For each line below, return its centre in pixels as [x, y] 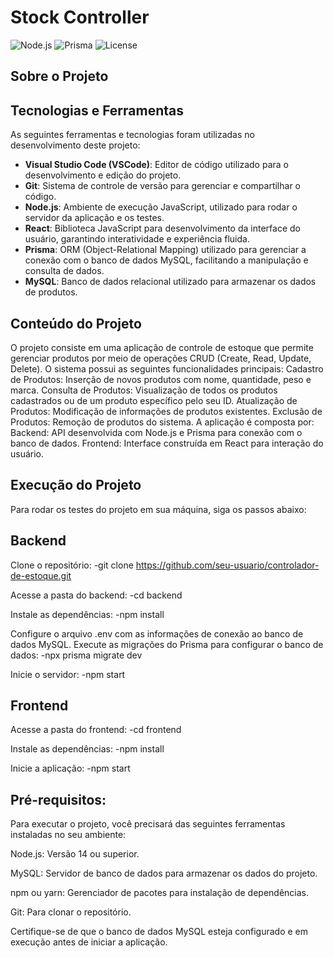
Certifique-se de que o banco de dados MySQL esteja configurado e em [159, 932]
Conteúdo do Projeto [76, 323]
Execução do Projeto [76, 485]
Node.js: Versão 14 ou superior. [75, 854]
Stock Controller [80, 17]
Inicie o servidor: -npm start [68, 674]
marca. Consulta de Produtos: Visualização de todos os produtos [144, 390]
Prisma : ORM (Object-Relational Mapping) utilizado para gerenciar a [165, 250]
